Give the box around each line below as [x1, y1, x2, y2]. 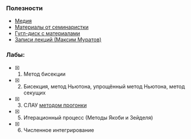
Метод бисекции [23, 70, 66, 77]
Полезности [6, 4, 43, 12]
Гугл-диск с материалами [14, 30, 81, 37]
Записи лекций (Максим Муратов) [14, 36, 102, 43]
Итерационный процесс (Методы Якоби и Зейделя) [23, 114, 153, 121]
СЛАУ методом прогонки [23, 101, 87, 109]
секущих [23, 89, 46, 96]
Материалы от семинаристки [14, 23, 89, 30]
